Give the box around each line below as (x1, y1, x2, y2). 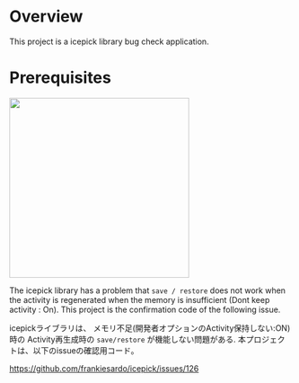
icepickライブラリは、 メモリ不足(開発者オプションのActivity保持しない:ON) (9, 322, 291, 334)
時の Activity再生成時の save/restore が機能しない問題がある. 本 (9, 334, 247, 344)
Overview (9, 6, 84, 27)
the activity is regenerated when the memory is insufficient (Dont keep (9, 294, 270, 305)
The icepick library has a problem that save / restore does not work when (9, 285, 286, 296)
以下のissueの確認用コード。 (32, 344, 139, 356)
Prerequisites (9, 67, 112, 88)
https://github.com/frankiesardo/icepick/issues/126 (9, 362, 199, 374)
